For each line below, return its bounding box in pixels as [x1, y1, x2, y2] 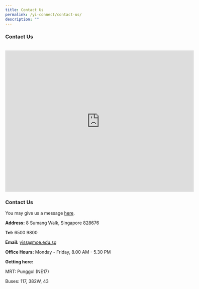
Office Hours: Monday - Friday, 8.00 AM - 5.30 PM [5, 249, 111, 255]
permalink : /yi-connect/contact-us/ [5, 12, 82, 17]
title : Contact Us [5, 7, 44, 13]
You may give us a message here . [5, 210, 75, 216]
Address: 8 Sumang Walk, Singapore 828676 [5, 220, 99, 226]
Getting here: [5, 258, 34, 264]
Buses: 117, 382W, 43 [5, 278, 49, 284]
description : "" [5, 17, 39, 22]
